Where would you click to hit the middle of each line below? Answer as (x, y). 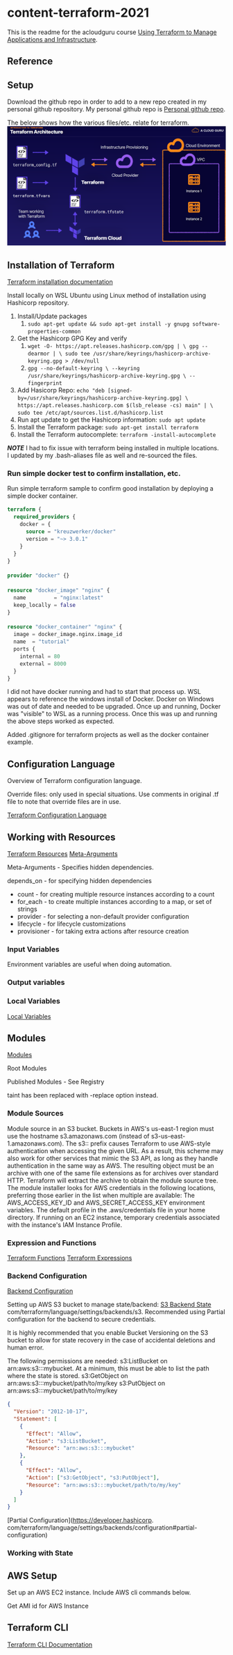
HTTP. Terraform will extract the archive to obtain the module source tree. (113, 1180)
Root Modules (27, 1068)
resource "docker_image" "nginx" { (59, 591)
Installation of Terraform (61, 265)
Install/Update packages (52, 316)
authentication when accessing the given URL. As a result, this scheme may (115, 1150)
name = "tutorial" (42, 642)
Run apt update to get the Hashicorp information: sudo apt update (111, 420)
